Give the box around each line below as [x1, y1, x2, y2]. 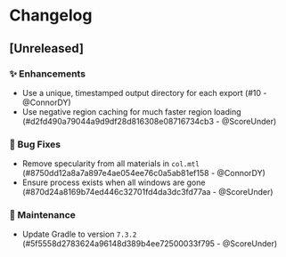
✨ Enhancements [9, 68, 86, 80]
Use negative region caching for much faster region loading [21, 106, 242, 116]
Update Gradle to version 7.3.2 [21, 229, 137, 240]
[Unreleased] [9, 41, 85, 56]
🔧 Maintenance [9, 209, 76, 221]
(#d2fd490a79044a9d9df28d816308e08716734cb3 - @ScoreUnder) [21, 116, 277, 126]
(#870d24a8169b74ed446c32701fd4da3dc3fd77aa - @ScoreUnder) [21, 187, 274, 197]
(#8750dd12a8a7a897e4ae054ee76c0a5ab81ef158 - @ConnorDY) [21, 168, 266, 179]
